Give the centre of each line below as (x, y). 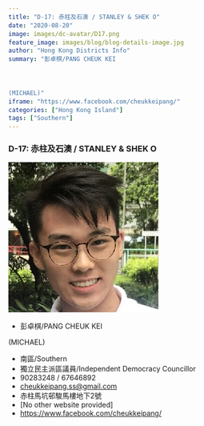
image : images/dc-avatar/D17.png (64, 34)
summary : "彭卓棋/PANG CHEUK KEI (62, 59)
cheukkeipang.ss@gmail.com (68, 386)
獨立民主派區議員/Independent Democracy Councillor (108, 369)
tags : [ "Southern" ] (41, 119)
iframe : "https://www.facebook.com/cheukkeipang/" (94, 101)
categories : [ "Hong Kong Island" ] (66, 110)
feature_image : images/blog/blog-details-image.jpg (96, 42)
